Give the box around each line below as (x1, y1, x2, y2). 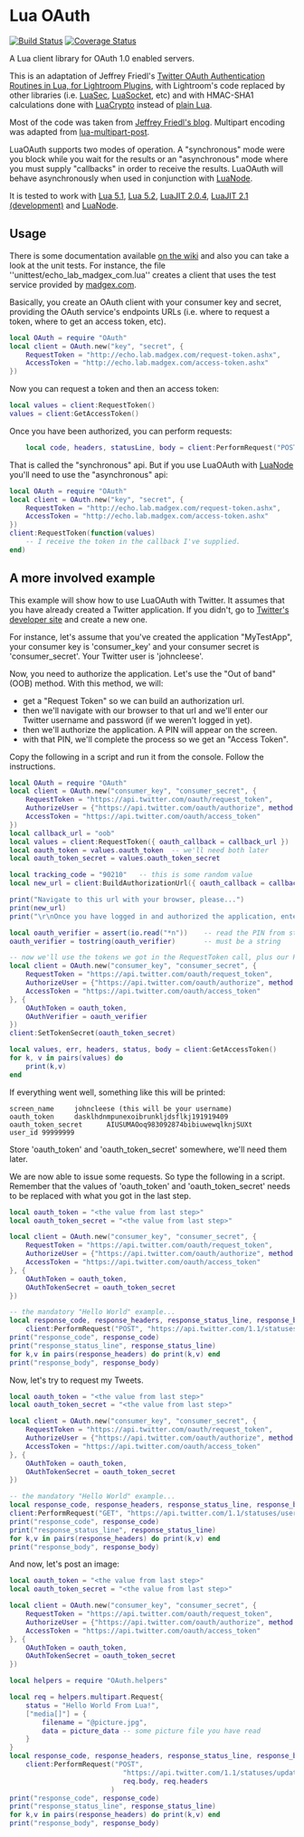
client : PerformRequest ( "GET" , (9, 1509, 124, 1518)
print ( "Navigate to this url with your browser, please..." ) (9, 895, 245, 905)
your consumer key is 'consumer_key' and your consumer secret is (9, 641, 260, 652)
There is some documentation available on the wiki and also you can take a (9, 250, 290, 261)
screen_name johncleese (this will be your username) (9, 1104, 233, 1113)
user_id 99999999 (9, 1128, 75, 1137)
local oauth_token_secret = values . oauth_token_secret (9, 854, 221, 863)
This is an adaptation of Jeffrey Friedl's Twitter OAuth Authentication (9, 70, 265, 81)
